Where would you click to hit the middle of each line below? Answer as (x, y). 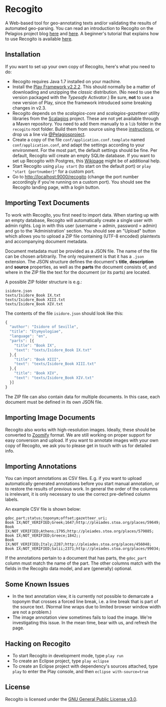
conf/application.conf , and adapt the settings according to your (78, 145)
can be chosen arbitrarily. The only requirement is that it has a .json (75, 256)
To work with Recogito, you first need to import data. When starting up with (82, 215)
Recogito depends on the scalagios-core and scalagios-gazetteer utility (86, 113)
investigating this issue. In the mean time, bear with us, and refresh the (84, 623)
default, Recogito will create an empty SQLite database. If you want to (83, 155)
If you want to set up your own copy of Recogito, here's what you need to (80, 66)
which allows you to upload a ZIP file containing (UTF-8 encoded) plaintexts (83, 236)
